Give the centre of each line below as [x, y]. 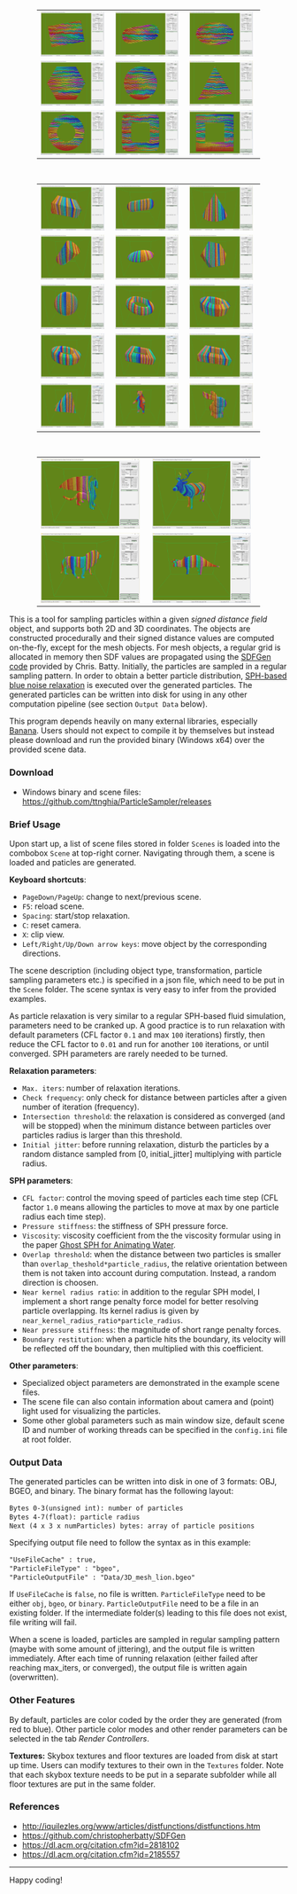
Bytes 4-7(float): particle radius [75, 1517]
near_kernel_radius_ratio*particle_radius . [103, 1320]
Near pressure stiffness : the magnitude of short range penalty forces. [151, 1329]
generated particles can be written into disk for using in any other [128, 695]
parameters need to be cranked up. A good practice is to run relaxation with [147, 1025]
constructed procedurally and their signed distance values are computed [142, 638]
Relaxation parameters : [53, 1070]
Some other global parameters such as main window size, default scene [153, 1420]
